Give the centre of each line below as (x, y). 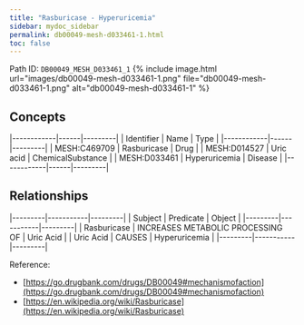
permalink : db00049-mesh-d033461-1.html (87, 34)
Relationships (49, 196)
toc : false (30, 43)
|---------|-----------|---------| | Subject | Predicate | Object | (125, 218)
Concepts (38, 117)
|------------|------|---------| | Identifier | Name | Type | (114, 139)
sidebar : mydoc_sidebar (54, 26)
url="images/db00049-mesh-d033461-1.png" (95, 79)
